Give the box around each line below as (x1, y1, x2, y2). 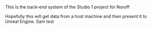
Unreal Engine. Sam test (5, 19, 54, 24)
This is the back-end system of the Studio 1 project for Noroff (5, 4, 130, 10)
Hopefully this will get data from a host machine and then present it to (5, 14, 147, 19)
